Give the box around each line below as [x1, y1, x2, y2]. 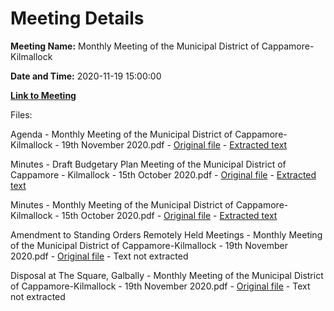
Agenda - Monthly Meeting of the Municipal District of [10, 128, 233, 140]
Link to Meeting [10, 89, 77, 101]
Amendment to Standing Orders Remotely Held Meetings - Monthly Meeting [10, 228, 323, 241]
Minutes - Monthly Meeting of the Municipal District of [10, 198, 234, 211]
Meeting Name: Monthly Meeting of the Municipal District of [10, 40, 260, 52]
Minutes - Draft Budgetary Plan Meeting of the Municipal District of [10, 158, 287, 170]
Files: [10, 108, 33, 121]
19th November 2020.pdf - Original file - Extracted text [61, 138, 288, 151]
